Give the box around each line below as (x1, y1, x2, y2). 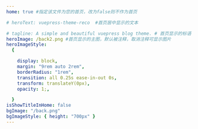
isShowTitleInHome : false (6, 103, 71, 109)
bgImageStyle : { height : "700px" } (6, 113, 96, 119)
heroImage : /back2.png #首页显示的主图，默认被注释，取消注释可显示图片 (6, 36, 172, 42)
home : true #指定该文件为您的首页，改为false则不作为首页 (6, 8, 137, 15)
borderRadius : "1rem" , (17, 69, 74, 75)
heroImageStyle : (6, 41, 47, 48)
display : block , (17, 58, 58, 64)
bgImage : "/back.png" (6, 108, 61, 114)
